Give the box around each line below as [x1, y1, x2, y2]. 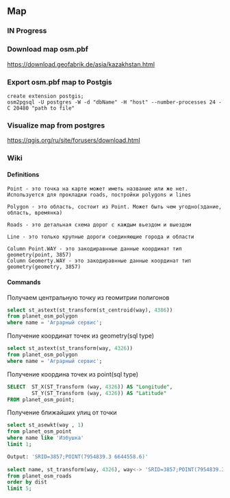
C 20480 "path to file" [7, 104, 75, 112]
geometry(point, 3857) [7, 252, 72, 259]
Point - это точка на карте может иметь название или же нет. [7, 185, 188, 193]
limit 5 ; [7, 485, 32, 493]
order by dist [7, 479, 48, 486]
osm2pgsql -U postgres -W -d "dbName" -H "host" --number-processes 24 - [7, 99, 222, 106]
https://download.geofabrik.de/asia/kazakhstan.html [7, 60, 155, 68]
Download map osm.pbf [7, 45, 89, 54]
